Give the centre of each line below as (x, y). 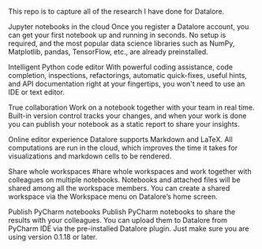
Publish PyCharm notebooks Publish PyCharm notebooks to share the (122, 212)
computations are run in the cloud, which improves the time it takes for (123, 148)
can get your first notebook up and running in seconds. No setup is (117, 35)
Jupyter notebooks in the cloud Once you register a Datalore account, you (129, 26)
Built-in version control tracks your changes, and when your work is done (127, 116)
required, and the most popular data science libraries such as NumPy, (122, 43)
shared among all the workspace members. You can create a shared (119, 188)
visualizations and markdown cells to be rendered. (90, 156)
